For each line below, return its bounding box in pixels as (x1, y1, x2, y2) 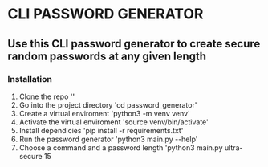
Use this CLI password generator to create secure (7, 37, 261, 51)
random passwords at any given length (7, 49, 206, 63)
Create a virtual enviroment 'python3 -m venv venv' (18, 108, 190, 118)
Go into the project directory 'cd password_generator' (18, 100, 197, 109)
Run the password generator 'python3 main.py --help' (18, 134, 198, 144)
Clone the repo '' (18, 92, 75, 101)
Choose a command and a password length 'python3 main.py (18, 142, 223, 153)
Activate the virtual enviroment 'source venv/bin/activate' (18, 117, 209, 127)
